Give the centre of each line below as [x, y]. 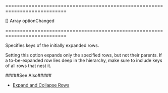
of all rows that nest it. [28, 66]
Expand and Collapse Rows [41, 85]
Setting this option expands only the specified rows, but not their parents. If [84, 55]
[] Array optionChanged [30, 21]
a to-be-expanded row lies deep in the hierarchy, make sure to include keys [84, 60]
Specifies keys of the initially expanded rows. [52, 45]
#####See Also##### [29, 75]
